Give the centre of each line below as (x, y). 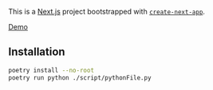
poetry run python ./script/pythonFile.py (80, 78)
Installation (37, 52)
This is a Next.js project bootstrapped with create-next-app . (107, 12)
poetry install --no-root (51, 70)
